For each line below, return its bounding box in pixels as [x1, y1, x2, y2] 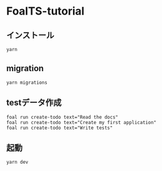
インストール [6, 30, 55, 40]
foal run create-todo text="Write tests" [6, 125, 113, 131]
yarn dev [6, 159, 29, 166]
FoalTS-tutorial [6, 4, 85, 18]
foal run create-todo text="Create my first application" [6, 119, 157, 125]
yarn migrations [6, 79, 48, 86]
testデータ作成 [6, 97, 62, 108]
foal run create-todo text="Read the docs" [6, 114, 119, 120]
